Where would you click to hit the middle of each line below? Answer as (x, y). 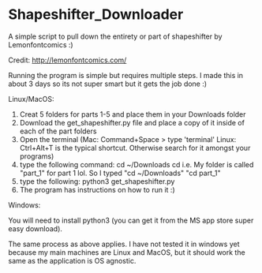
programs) (37, 156)
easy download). (36, 228)
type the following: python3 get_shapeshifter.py (97, 181)
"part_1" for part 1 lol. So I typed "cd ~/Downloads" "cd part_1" (120, 173)
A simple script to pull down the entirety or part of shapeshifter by (115, 36)
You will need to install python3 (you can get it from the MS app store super (131, 220)
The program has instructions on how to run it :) (97, 189)
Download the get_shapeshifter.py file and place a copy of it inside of (132, 122)
